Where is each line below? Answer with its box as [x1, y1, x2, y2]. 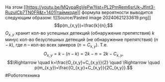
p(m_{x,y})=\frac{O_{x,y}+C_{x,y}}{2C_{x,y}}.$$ [34, 65, 133, 71]
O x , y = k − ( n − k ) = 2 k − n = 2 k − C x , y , [43, 50, 124, 58]
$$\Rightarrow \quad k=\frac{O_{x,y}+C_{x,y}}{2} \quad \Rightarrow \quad [7, 59, 160, 66]
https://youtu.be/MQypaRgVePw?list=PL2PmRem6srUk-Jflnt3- [26, 4, 156, 10]
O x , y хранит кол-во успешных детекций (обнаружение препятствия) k [5, 30, 155, 37]
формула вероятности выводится [81, 9, 153, 15]
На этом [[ [5, 4, 27, 10]
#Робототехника [5, 73, 40, 79]
